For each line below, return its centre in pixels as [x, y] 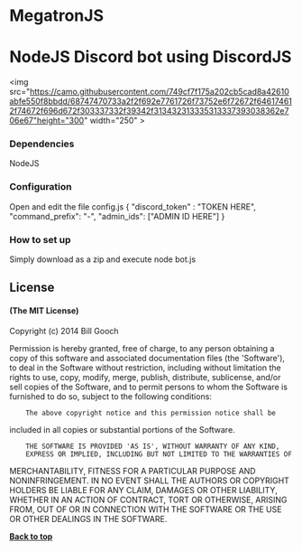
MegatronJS [56, 16]
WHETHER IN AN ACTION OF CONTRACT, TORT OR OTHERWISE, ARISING [148, 500]
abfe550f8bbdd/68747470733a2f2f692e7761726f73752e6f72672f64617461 [151, 101]
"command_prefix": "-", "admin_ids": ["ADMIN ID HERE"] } [117, 216]
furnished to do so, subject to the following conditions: [110, 396]
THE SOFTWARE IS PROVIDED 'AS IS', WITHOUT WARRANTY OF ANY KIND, [153, 446]
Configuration [41, 187]
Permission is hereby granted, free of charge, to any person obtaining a [142, 348]
